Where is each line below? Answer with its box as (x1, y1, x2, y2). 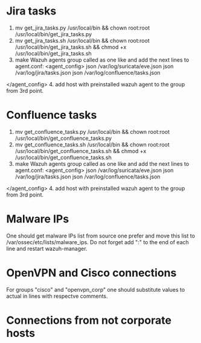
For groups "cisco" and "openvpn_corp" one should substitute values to (6, 286, 185, 293)
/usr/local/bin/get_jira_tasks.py (14, 30, 92, 37)
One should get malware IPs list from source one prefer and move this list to (6, 232, 195, 239)
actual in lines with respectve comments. (6, 292, 108, 300)
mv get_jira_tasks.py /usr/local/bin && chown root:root (14, 24, 150, 31)
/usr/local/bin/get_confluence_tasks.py (14, 134, 112, 142)
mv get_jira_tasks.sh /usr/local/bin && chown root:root (14, 37, 150, 44)
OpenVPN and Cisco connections (6, 266, 177, 280)
